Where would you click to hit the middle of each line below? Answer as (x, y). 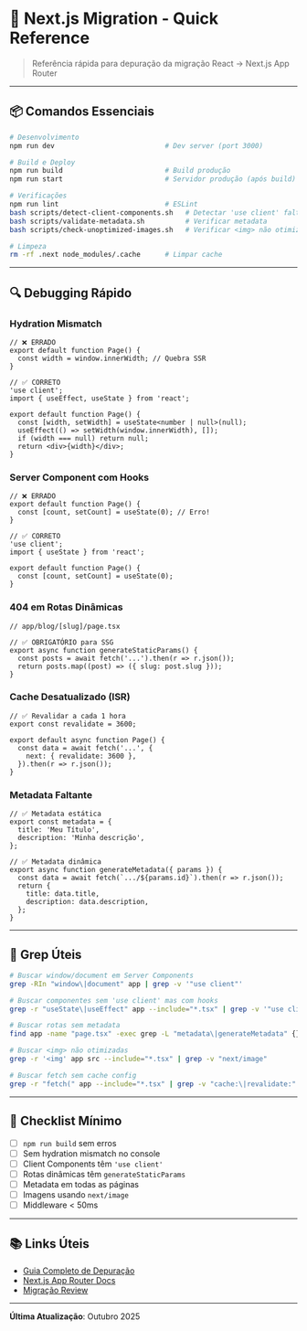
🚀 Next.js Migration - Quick (114, 19)
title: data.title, (63, 894)
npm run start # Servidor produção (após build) (153, 179)
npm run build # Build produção (120, 171)
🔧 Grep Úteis (46, 954)
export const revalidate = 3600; (73, 724)
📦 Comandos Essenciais (82, 112)
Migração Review (55, 1290)
